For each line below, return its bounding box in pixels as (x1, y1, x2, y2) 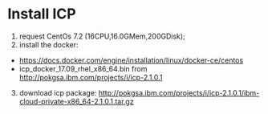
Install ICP (7, 5, 77, 23)
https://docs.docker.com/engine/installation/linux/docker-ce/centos (18, 55, 244, 65)
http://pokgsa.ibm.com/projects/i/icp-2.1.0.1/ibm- (98, 88, 260, 97)
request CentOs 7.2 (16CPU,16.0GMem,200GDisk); (18, 31, 185, 41)
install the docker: (18, 39, 79, 49)
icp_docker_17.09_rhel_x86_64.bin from (18, 63, 148, 73)
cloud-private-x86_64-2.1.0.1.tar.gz (18, 96, 134, 106)
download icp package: (18, 88, 97, 97)
